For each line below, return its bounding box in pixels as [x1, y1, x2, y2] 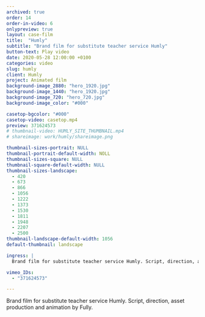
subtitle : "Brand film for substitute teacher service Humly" [6, 43, 168, 50]
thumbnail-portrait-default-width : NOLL [6, 151, 111, 157]
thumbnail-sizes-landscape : [6, 168, 78, 174]
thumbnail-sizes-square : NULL [6, 156, 84, 162]
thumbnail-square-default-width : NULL [6, 162, 105, 168]
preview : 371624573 [6, 122, 56, 129]
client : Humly [6, 72, 43, 78]
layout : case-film [6, 32, 53, 38]
